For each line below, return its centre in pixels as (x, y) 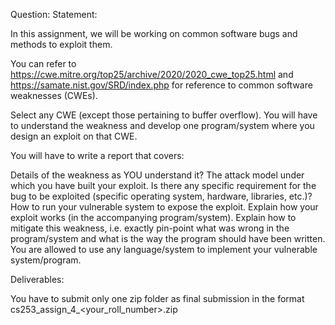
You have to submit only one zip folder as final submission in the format (157, 298)
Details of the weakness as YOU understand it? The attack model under (157, 175)
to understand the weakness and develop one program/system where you (162, 125)
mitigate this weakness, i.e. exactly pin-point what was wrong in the (150, 228)
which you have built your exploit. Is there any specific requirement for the (163, 185)
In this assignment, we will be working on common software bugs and (154, 33)
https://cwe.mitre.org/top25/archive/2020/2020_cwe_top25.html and (152, 74)
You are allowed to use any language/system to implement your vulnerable (164, 249)
